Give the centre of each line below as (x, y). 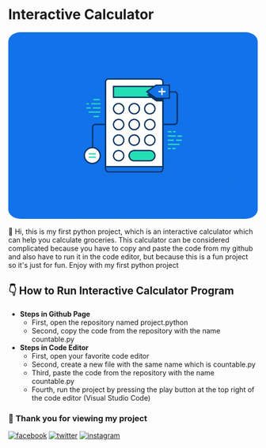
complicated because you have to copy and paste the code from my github (131, 248)
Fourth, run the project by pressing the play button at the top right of (143, 390)
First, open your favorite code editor (90, 356)
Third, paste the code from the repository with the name (123, 372)
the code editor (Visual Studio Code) (91, 397)
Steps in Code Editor (54, 347)
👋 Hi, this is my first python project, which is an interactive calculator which (131, 232)
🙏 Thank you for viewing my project (78, 418)
